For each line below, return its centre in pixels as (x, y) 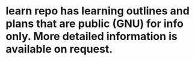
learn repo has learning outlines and (98, 11)
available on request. (59, 49)
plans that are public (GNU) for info (95, 24)
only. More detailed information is (92, 36)
